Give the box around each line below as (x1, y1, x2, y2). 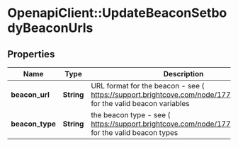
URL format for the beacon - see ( (91, 81, 205, 90)
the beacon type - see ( (91, 110, 171, 119)
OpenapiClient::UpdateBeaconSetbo (7, 5, 227, 21)
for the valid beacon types (91, 128, 178, 137)
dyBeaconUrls (7, 20, 93, 36)
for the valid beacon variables (91, 99, 190, 108)
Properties (7, 48, 55, 60)
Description (163, 69, 204, 78)
